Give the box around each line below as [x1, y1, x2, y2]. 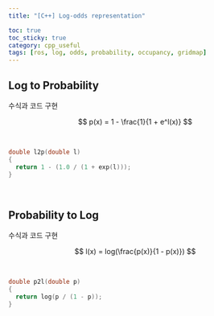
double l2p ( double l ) [8, 148, 81, 156]
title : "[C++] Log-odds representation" [8, 11, 146, 20]
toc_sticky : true [8, 34, 67, 42]
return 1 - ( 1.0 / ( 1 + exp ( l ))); [15, 162, 131, 171]
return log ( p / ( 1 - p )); [15, 293, 103, 301]
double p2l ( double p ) [8, 278, 81, 286]
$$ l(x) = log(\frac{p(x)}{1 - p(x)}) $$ [74, 247, 196, 256]
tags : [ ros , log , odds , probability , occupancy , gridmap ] [8, 49, 207, 57]
